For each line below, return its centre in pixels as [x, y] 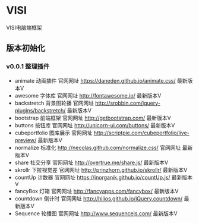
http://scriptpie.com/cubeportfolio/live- [142, 133]
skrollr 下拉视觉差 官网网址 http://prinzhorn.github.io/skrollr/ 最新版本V [101, 169]
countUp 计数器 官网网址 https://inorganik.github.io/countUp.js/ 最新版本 [104, 177]
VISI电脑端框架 [24, 27]
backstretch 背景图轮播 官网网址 [54, 103]
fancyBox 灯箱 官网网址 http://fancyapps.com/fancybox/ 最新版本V [97, 191]
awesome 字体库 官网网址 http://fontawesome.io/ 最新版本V [88, 95]
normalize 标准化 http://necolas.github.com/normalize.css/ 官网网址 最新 [104, 147]
